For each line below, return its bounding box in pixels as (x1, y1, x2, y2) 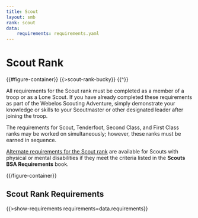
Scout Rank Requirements (6, 189, 104, 199)
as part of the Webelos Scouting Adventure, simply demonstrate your (6, 100, 175, 107)
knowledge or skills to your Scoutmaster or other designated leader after (6, 106, 184, 113)
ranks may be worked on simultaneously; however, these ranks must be (6, 130, 181, 137)
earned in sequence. (6, 137, 57, 144)
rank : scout (6, 20, 36, 25)
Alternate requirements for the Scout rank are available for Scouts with (6, 148, 179, 155)
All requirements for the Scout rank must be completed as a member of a (6, 87, 185, 95)
